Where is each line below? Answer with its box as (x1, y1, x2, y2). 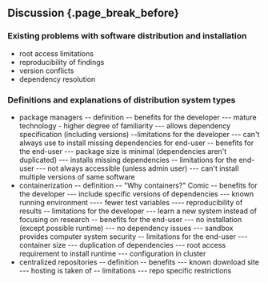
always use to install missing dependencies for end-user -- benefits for (18, 138, 254, 148)
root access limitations (18, 48, 94, 59)
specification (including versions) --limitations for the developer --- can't (18, 129, 260, 139)
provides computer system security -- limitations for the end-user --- (18, 232, 248, 241)
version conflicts (18, 66, 74, 75)
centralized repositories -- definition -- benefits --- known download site (18, 257, 259, 267)
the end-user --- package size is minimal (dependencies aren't (18, 146, 227, 156)
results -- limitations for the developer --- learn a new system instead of (18, 206, 258, 216)
